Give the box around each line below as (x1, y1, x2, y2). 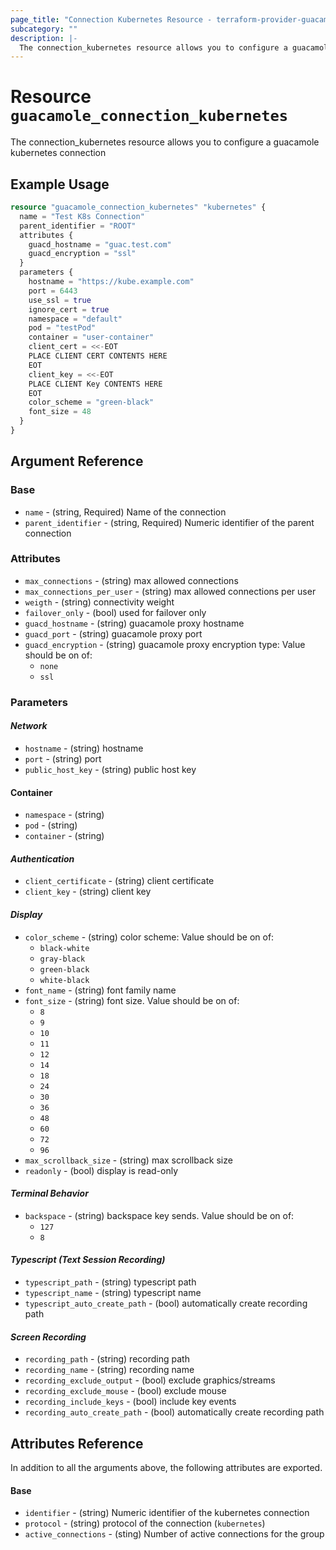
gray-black (39, 954, 86, 964)
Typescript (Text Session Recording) (10, 1254, 166, 1266)
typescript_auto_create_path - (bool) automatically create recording (24, 1297, 308, 1309)
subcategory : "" (10, 24, 78, 34)
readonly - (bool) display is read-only (24, 1164, 178, 1176)
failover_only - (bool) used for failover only (24, 606, 207, 618)
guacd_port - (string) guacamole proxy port (24, 627, 203, 640)
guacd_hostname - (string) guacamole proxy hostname (24, 617, 245, 629)
